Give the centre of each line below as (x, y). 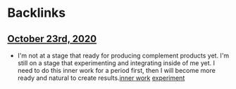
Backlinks (37, 13)
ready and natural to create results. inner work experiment (101, 78)
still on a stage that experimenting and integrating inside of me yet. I (116, 63)
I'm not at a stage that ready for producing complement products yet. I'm (123, 55)
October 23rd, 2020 (52, 39)
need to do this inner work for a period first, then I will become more (117, 70)
